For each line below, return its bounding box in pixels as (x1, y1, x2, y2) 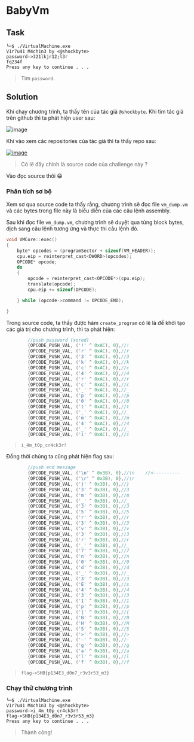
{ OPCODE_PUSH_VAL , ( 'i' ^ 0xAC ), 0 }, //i (27, 431, 130, 437)
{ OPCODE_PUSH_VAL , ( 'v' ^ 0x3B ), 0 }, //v (27, 525, 130, 531)
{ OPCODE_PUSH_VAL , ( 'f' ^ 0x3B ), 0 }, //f (27, 659, 130, 665)
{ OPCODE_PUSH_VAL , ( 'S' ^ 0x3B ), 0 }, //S (27, 626, 130, 632)
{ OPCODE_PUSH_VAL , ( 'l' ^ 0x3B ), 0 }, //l (27, 653, 130, 660)
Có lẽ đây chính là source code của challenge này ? (20, 160, 148, 168)
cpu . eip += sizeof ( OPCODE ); (27, 287, 97, 293)
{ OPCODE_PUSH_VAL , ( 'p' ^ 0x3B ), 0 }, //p (27, 604, 130, 610)
